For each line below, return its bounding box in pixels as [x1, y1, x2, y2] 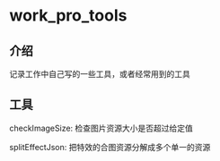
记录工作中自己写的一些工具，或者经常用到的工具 [9, 69, 190, 79]
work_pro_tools [9, 5, 128, 26]
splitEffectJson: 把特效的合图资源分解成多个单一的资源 [9, 141, 211, 152]
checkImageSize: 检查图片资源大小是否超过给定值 [9, 123, 193, 133]
